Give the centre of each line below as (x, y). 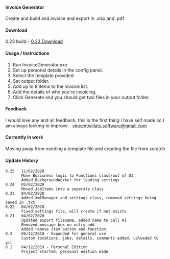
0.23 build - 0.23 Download (34, 41)
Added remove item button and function (64, 229)
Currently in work (24, 137)
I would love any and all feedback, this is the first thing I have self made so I (85, 120)
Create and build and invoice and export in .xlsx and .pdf (65, 18)
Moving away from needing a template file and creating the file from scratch (85, 149)
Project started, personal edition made (65, 252)
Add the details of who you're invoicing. (55, 91)
